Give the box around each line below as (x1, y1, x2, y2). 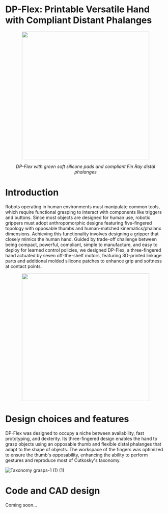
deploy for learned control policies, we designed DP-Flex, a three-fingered (5, 247, 161, 253)
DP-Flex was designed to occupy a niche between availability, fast (5, 430, 144, 436)
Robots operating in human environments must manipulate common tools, (5, 203, 160, 210)
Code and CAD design (5, 485, 100, 496)
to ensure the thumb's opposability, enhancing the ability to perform (5, 452, 148, 458)
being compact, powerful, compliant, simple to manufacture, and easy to (5, 241, 158, 248)
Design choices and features (5, 413, 129, 425)
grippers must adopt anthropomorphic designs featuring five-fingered (5, 219, 152, 226)
